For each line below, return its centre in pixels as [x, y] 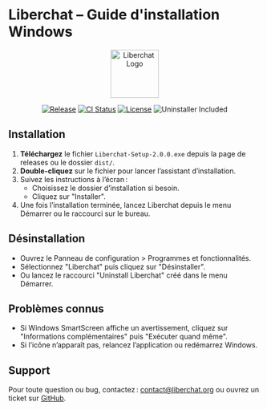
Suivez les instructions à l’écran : [74, 179]
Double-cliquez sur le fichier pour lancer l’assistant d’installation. [128, 171]
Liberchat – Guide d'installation [114, 15]
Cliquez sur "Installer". [69, 196]
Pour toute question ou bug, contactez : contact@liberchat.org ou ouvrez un [134, 390]
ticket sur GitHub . [37, 398]
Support [29, 370]
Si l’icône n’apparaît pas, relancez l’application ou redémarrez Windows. [139, 345]
